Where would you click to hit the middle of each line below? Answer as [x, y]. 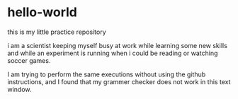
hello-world [42, 12]
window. [19, 89]
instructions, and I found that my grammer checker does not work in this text [119, 81]
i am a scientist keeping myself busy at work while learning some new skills [118, 45]
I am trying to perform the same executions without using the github [107, 74]
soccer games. [29, 60]
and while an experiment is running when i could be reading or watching [113, 53]
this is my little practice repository [57, 32]
